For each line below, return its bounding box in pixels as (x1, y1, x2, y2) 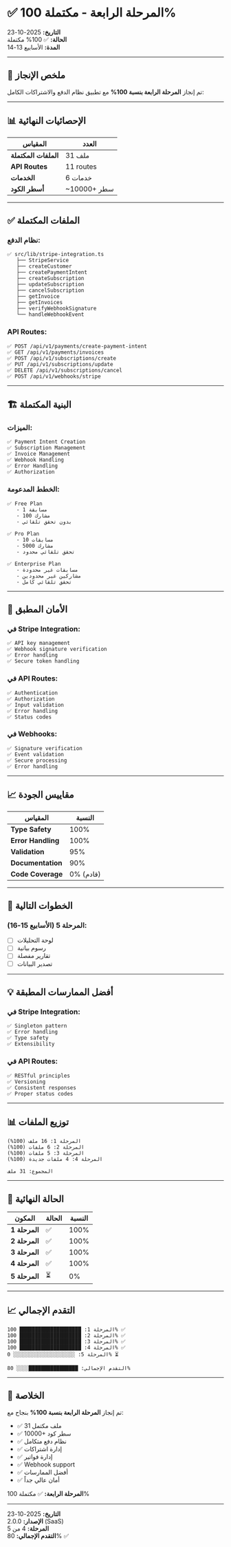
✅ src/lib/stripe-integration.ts (7, 251, 104, 258)
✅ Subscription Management (7, 445, 86, 451)
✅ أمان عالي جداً (16, 1475, 60, 1484)
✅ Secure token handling (7, 658, 80, 665)
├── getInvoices (16, 299, 63, 306)
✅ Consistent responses (7, 1084, 77, 1091)
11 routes (65, 162, 98, 171)
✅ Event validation (7, 751, 64, 758)
